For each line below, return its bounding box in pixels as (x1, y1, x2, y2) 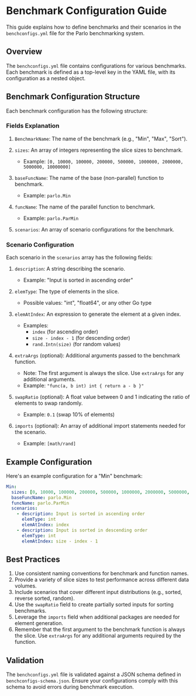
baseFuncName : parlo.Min (11, 494, 72, 500)
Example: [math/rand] (23, 440, 76, 447)
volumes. (14, 582, 37, 589)
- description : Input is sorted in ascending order (16, 511, 145, 517)
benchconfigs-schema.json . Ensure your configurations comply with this (6, 677, 178, 684)
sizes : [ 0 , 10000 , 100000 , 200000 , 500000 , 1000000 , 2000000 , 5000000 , (11, 489, 190, 495)
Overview (6, 47, 43, 57)
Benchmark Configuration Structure (6, 92, 140, 102)
